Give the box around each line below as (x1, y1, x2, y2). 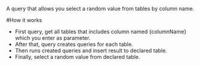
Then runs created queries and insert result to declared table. (14, 47, 168, 54)
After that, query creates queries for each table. (14, 41, 133, 48)
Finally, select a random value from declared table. (14, 54, 141, 60)
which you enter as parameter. (14, 34, 91, 41)
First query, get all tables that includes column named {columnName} (14, 28, 187, 35)
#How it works (6, 17, 42, 23)
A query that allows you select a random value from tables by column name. (6, 5, 195, 12)
